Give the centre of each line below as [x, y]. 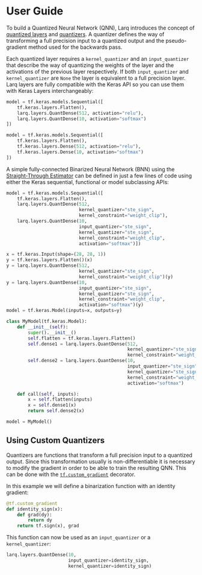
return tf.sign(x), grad [48, 526]
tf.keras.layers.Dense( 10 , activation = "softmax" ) [81, 152]
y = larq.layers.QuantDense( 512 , [48, 266]
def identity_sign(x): [35, 509]
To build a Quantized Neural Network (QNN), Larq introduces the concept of [100, 28]
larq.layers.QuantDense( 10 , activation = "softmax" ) [82, 119]
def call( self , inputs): [48, 394]
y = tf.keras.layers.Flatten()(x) [50, 260]
